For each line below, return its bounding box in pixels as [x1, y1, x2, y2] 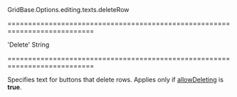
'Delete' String [7, 40, 50, 49]
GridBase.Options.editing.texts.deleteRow [7, 6, 130, 13]
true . [7, 83, 22, 91]
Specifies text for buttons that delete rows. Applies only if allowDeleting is [7, 76, 224, 84]
